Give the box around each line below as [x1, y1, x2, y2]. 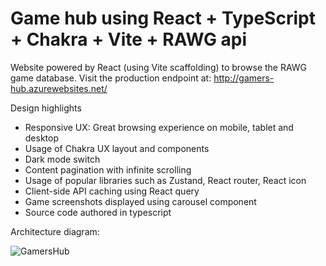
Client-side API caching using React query [24, 185, 200, 197]
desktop [24, 132, 60, 144]
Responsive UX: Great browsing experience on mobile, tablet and [24, 121, 294, 133]
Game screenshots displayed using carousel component [24, 195, 257, 207]
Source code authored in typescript [24, 206, 172, 218]
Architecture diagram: [10, 225, 100, 237]
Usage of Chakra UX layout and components [24, 142, 210, 154]
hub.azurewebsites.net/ [10, 82, 108, 94]
